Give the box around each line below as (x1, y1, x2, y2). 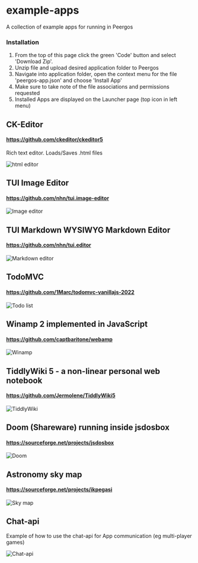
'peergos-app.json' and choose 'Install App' (14, 77, 123, 84)
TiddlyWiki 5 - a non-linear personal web (6, 366, 160, 376)
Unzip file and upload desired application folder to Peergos (14, 64, 159, 71)
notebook (6, 375, 43, 385)
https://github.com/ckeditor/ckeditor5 (6, 136, 104, 143)
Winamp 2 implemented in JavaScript (6, 319, 148, 329)
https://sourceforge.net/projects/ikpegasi (6, 486, 113, 493)
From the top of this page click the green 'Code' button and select (14, 52, 176, 59)
